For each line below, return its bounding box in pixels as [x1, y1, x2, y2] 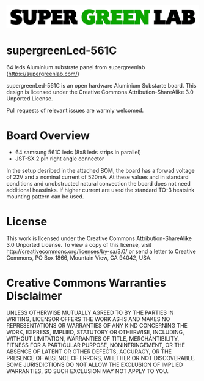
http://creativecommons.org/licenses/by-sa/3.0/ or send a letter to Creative [6, 247, 197, 255]
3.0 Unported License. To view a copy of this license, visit [6, 241, 151, 249]
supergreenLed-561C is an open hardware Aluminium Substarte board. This [6, 82, 197, 89]
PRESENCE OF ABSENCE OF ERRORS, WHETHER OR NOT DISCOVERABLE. [6, 355, 196, 362]
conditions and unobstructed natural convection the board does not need [6, 180, 191, 187]
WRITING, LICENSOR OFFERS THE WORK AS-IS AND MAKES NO [6, 315, 170, 323]
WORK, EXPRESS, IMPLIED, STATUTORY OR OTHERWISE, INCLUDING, [6, 328, 184, 336]
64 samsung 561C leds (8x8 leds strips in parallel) [15, 149, 142, 156]
